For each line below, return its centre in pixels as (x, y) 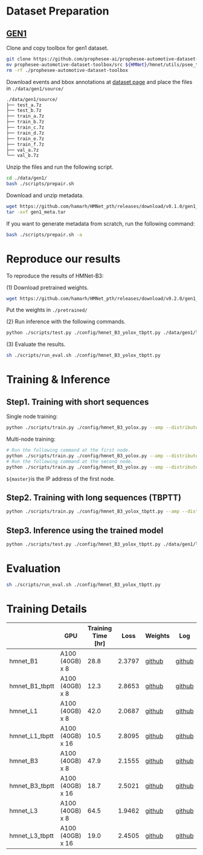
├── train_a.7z (25, 116)
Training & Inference (58, 380)
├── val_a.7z (23, 150)
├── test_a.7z (24, 105)
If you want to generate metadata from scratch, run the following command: (101, 223)
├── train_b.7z (25, 122)
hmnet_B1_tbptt (32, 686)
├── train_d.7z (25, 133)
